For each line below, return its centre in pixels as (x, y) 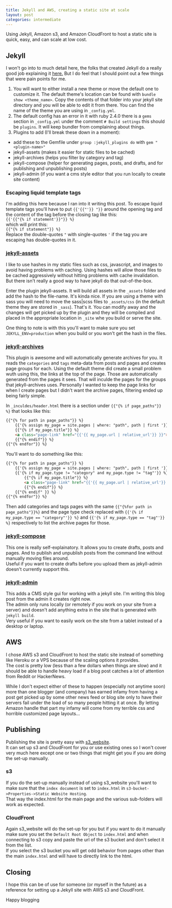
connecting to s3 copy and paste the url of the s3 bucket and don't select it (85, 840)
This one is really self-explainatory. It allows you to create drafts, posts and (85, 547)
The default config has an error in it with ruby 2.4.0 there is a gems (82, 116)
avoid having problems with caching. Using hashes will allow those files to (84, 270)
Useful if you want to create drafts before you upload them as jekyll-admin (84, 563)
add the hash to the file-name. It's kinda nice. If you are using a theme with (84, 296)
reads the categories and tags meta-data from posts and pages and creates (86, 363)
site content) (27, 179)
